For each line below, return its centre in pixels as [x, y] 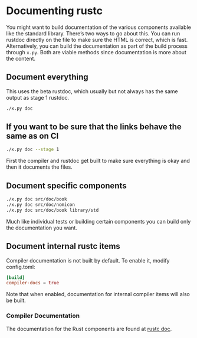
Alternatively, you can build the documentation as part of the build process [97, 46]
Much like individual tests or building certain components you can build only [98, 221]
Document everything [47, 77]
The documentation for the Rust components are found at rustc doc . [89, 329]
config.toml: [21, 267]
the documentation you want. [42, 228]
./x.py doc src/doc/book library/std [52, 210]
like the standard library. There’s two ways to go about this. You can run [93, 33]
